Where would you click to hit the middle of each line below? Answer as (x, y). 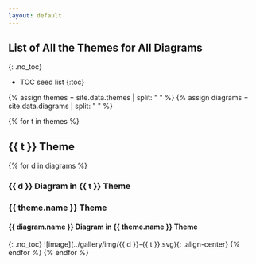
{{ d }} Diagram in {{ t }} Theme (70, 186)
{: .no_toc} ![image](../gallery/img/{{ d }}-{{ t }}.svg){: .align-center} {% (124, 244)
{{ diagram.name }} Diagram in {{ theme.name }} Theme (103, 227)
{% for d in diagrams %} (48, 166)
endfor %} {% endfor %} (48, 253)
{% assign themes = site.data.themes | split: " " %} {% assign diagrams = (128, 98)
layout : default (35, 16)
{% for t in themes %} (44, 122)
